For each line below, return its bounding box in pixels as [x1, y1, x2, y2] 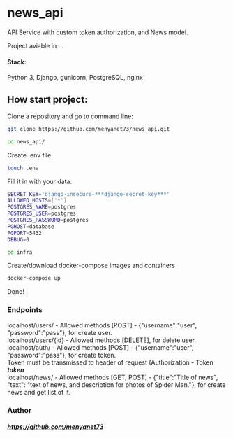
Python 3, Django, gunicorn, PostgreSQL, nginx [7, 73, 143, 82]
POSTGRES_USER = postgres [7, 210, 77, 218]
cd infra [7, 248, 33, 256]
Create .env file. [7, 150, 54, 159]
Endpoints [7, 305, 43, 315]
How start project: [7, 93, 88, 106]
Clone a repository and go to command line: [7, 112, 134, 120]
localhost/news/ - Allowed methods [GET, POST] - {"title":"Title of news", [7, 373, 218, 381]
